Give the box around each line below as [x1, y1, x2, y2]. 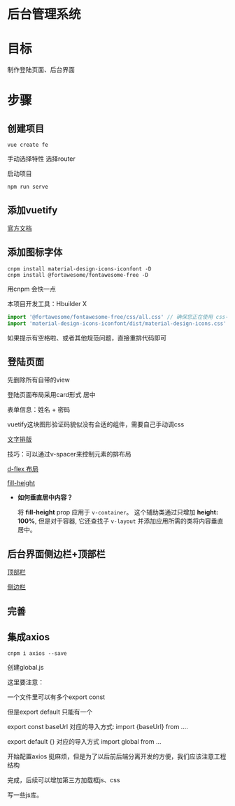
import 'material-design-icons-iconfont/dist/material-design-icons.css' [7, 319, 227, 327]
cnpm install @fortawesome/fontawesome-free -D [7, 271, 149, 278]
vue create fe [7, 141, 49, 149]
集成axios [7, 631, 50, 643]
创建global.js [7, 663, 44, 672]
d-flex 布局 [7, 465, 39, 473]
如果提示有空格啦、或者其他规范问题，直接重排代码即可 [7, 333, 166, 342]
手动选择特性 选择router [7, 154, 76, 163]
